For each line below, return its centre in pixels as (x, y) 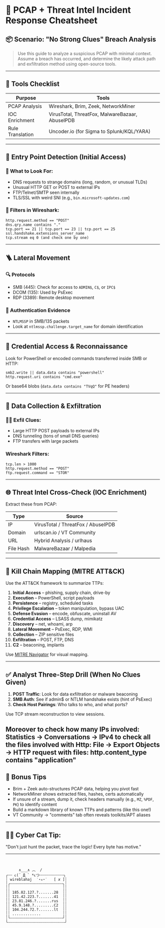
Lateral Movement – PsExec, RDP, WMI (52, 629)
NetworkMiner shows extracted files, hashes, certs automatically (78, 794)
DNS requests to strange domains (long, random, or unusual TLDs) (80, 182)
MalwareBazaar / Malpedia (65, 549)
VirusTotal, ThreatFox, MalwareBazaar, (93, 114)
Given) (16, 682)
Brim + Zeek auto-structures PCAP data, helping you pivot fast (76, 789)
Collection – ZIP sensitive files (43, 634)
